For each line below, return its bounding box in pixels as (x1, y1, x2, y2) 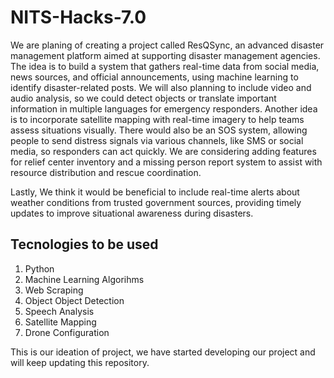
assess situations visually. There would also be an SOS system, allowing (10, 124, 308, 136)
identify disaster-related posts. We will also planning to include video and (10, 81, 312, 93)
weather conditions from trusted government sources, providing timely (10, 196, 302, 208)
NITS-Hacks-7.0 (10, 6, 147, 29)
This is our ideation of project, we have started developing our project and (10, 346, 316, 358)
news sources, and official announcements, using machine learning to (10, 71, 299, 83)
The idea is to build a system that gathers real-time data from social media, (10, 60, 320, 72)
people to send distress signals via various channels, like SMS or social (10, 134, 304, 146)
